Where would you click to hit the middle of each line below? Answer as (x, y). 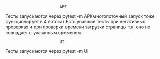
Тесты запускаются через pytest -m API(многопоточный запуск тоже (80, 16)
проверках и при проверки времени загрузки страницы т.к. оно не (78, 27)
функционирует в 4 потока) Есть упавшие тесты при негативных (75, 22)
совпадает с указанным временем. (44, 32)
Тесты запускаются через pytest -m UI (47, 51)
